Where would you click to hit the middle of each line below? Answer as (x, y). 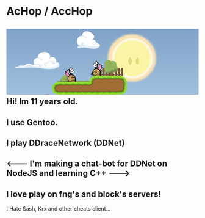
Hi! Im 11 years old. (42, 102)
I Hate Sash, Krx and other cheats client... (59, 209)
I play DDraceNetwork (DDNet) (66, 143)
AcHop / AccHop (49, 11)
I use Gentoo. (32, 122)
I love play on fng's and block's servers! (84, 194)
